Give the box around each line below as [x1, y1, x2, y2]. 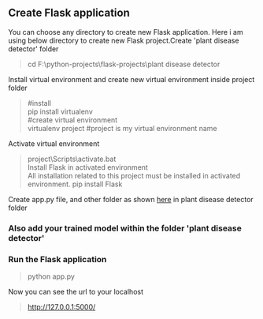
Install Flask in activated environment [27, 162, 148, 172]
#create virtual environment [27, 114, 118, 125]
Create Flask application [8, 6, 130, 20]
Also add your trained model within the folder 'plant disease [8, 223, 242, 234]
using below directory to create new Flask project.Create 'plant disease [8, 36, 239, 45]
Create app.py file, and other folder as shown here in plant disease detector [8, 194, 254, 204]
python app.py [27, 272, 75, 281]
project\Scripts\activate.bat [27, 154, 117, 163]
